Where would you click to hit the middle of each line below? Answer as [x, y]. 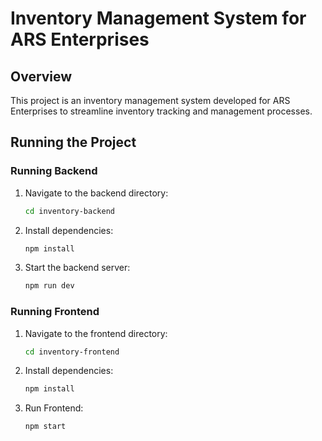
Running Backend [54, 171]
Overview [41, 76]
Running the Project [73, 142]
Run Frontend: [54, 408]
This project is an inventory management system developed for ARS [150, 100]
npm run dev [49, 286]
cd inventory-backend [69, 211]
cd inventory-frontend [72, 352]
